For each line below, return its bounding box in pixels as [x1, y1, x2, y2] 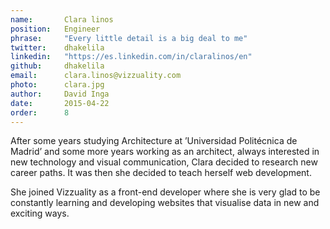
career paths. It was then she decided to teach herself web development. [10, 167, 312, 179]
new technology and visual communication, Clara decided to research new [10, 156, 318, 168]
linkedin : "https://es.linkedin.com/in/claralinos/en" [10, 52, 253, 62]
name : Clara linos [10, 14, 114, 25]
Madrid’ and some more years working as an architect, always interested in [10, 146, 320, 158]
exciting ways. [10, 207, 70, 220]
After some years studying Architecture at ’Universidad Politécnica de [10, 135, 298, 147]
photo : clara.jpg [10, 80, 105, 90]
